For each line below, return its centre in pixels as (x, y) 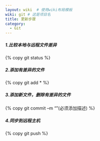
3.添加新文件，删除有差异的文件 (38, 95)
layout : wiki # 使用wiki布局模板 (39, 10)
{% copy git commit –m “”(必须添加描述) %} (50, 108)
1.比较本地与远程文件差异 (31, 45)
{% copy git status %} (28, 58)
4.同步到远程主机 (23, 121)
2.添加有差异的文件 (25, 70)
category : (15, 24)
